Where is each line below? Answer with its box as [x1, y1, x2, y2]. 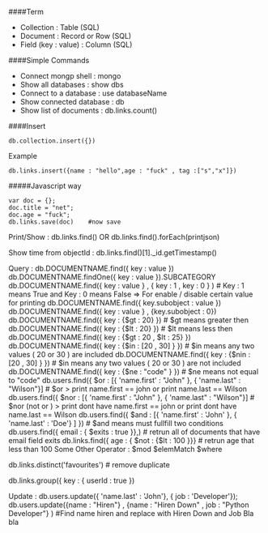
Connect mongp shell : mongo [19, 71, 121, 80]
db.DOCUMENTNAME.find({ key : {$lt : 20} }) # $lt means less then [8, 324, 233, 333]
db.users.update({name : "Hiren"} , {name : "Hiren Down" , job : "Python [8, 500, 249, 510]
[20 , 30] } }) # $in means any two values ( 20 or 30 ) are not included [8, 358, 241, 368]
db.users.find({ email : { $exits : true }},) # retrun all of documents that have [8, 427, 261, 437]
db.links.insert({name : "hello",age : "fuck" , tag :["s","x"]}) [8, 167, 237, 175]
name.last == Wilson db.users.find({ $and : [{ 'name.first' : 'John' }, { [8, 410, 237, 420]
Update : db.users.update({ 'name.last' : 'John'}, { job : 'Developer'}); [8, 492, 239, 501]
